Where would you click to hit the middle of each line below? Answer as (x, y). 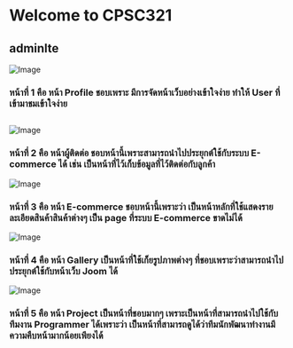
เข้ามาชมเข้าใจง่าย (39, 103)
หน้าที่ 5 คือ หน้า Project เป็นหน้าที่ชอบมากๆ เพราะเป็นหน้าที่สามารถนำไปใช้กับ (144, 313)
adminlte (34, 48)
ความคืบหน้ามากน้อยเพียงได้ (56, 336)
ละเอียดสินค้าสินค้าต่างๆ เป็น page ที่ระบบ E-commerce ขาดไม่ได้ (126, 217)
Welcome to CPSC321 (91, 16)
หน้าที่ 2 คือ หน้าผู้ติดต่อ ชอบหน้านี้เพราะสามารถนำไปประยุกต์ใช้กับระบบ (129, 154)
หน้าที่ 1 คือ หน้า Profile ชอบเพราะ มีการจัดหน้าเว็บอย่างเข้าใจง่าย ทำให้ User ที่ (145, 92)
